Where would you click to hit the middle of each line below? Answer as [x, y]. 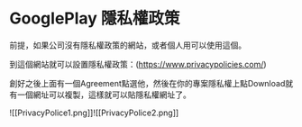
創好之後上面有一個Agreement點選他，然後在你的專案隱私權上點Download [147, 83]
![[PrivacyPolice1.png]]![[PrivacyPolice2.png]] [94, 113]
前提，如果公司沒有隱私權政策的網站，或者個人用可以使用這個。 [128, 45]
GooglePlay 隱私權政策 [95, 18]
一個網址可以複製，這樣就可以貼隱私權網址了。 [104, 95]
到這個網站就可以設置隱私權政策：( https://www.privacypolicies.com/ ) [138, 64]
